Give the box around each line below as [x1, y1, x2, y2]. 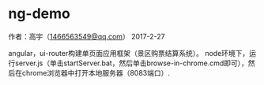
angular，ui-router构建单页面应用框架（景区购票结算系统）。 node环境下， [8, 48, 250, 57]
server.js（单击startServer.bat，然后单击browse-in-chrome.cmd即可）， [14, 58, 249, 68]
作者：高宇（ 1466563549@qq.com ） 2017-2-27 [8, 31, 165, 41]
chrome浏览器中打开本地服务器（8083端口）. [21, 68, 170, 77]
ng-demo [8, 5, 71, 23]
